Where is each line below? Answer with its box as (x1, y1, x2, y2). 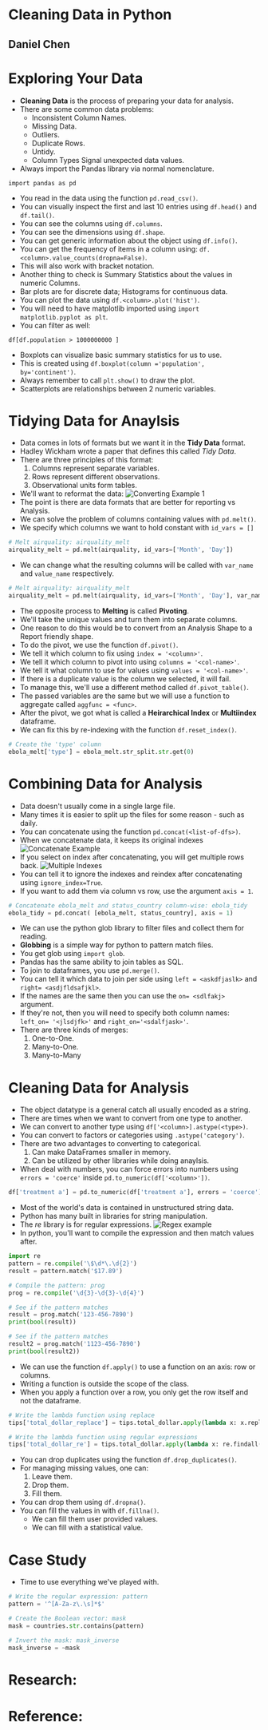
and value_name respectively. (19, 569, 114, 578)
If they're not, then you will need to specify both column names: (19, 1008, 230, 1018)
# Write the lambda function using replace (8, 1411, 156, 1419)
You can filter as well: (19, 320, 91, 330)
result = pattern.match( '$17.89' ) (8, 1267, 124, 1275)
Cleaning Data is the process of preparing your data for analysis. (19, 96, 234, 105)
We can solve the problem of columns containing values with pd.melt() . (19, 514, 257, 524)
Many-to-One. (31, 1042, 79, 1052)
